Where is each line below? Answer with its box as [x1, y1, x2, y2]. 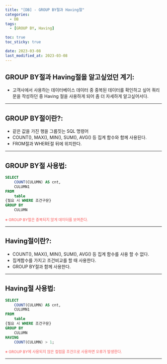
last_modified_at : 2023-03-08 [5, 53, 68, 58]
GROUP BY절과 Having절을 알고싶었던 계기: [5, 73, 135, 81]
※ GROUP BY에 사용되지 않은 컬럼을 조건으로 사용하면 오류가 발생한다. [5, 349, 122, 355]
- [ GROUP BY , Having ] [9, 26, 55, 31]
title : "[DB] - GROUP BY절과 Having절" [5, 7, 84, 12]
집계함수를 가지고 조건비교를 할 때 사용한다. [12, 257, 96, 263]
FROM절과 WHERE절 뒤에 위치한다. [12, 141, 82, 147]
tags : [5, 21, 16, 26]
